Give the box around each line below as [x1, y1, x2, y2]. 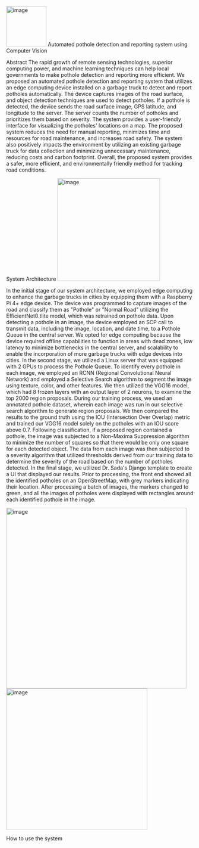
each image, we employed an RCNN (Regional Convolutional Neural [6, 369, 172, 376]
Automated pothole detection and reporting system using [47, 41, 188, 48]
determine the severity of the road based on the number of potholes [6, 458, 173, 465]
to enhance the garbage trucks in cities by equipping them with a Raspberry [6, 293, 192, 300]
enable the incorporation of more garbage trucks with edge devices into [6, 350, 182, 357]
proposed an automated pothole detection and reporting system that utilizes [6, 77, 192, 85]
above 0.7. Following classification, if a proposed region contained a [6, 426, 172, 433]
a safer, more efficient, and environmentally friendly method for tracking [6, 160, 183, 167]
